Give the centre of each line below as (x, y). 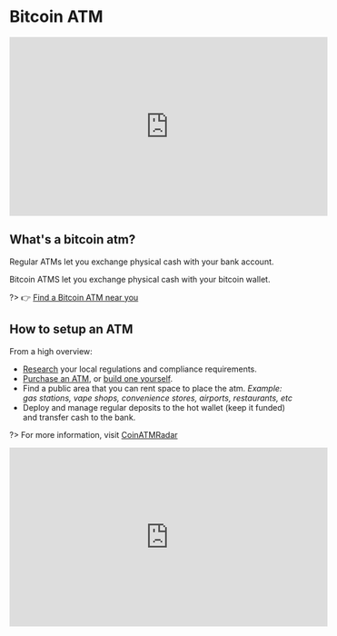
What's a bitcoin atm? (73, 239)
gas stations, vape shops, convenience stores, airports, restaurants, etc (158, 398)
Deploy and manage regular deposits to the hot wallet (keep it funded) (154, 407)
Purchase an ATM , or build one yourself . (98, 378)
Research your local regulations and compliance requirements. (139, 369)
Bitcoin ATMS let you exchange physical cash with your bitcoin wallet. (140, 279)
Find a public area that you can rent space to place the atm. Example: (152, 388)
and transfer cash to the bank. (79, 417)
